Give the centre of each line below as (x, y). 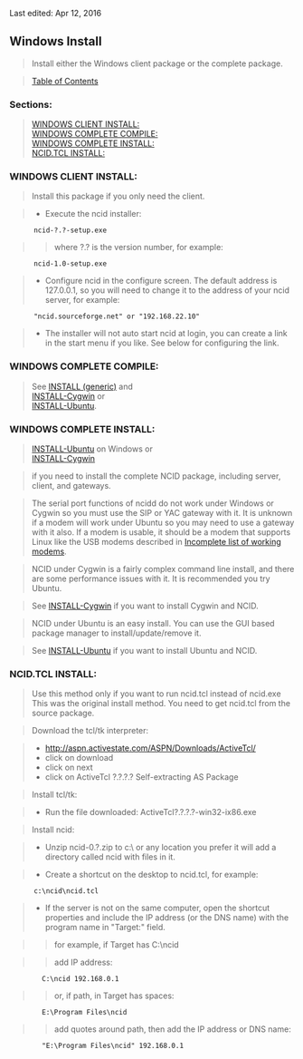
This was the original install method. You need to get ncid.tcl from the (161, 704)
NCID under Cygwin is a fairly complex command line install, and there (163, 569)
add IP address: (83, 962)
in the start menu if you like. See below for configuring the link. (162, 343)
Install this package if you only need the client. (118, 196)
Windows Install (56, 41)
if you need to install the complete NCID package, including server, (156, 476)
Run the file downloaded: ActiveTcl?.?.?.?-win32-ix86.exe (151, 812)
